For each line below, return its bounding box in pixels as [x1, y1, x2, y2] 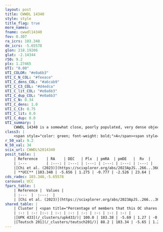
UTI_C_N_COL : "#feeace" [5, 75, 53, 80]
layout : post [5, 7, 32, 12]
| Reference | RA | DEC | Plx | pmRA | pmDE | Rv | [14, 156, 151, 161]
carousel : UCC [5, 179, 34, 184]
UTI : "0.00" [5, 66, 29, 71]
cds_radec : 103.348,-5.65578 [5, 175, 64, 179]
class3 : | [5, 129, 25, 134]
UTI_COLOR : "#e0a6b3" [5, 71, 49, 75]
